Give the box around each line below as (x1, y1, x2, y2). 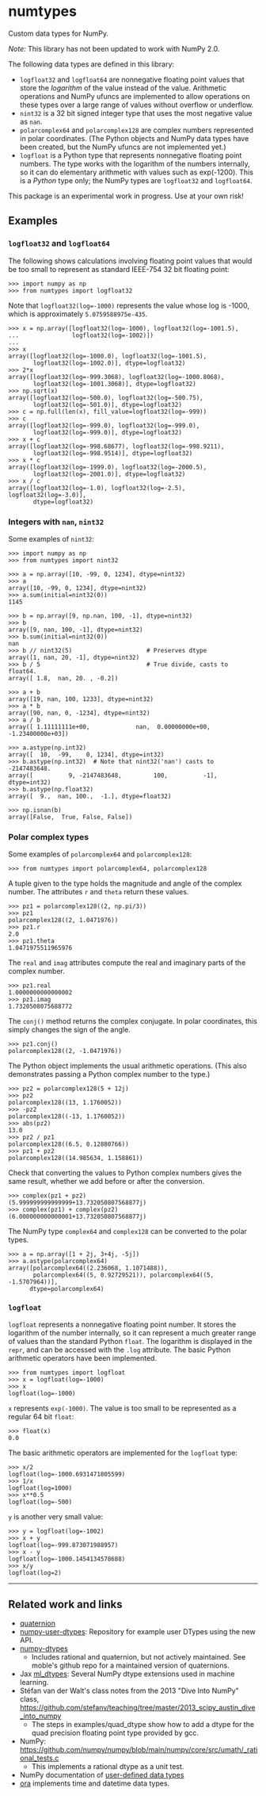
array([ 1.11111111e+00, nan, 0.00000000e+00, (8, 722, 211, 731)
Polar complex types (8, 831, 89, 842)
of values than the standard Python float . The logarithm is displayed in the (8, 1336, 253, 1346)
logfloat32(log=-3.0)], (8, 491, 87, 499)
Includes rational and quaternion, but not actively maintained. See (31, 1652, 246, 1662)
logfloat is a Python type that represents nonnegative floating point (19, 150, 242, 160)
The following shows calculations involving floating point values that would (8, 256, 253, 266)
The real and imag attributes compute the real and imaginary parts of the (8, 958, 246, 967)
